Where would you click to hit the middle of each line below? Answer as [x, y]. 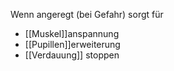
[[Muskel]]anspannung [72, 33]
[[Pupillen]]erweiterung [72, 44]
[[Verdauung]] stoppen [72, 55]
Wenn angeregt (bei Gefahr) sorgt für [87, 14]
